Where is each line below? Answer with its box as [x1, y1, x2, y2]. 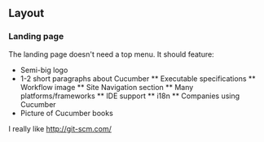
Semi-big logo [20, 65, 68, 75]
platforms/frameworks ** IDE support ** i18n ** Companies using [20, 91, 240, 101]
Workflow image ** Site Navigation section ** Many [20, 82, 194, 92]
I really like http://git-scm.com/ [8, 123, 112, 133]
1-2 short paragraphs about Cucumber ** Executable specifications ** [20, 73, 257, 84]
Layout [8, 6, 45, 20]
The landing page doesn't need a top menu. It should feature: [8, 49, 214, 59]
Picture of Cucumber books [20, 108, 114, 118]
